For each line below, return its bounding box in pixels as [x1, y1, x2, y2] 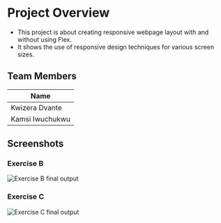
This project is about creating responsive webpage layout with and [17, 28, 209, 36]
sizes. [17, 50, 35, 59]
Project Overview [7, 5, 110, 21]
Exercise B [7, 159, 44, 169]
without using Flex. [17, 35, 72, 43]
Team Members [7, 70, 77, 82]
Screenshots [7, 138, 64, 150]
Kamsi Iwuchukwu [10, 114, 71, 123]
